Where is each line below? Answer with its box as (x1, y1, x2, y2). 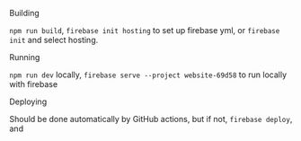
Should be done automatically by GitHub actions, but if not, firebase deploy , (9, 114, 293, 124)
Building (9, 8, 40, 18)
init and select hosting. (9, 35, 99, 45)
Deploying (9, 96, 48, 107)
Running (9, 52, 40, 62)
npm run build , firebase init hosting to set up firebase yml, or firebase (9, 25, 280, 35)
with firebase (9, 79, 58, 89)
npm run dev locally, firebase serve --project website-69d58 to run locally (9, 69, 288, 80)
